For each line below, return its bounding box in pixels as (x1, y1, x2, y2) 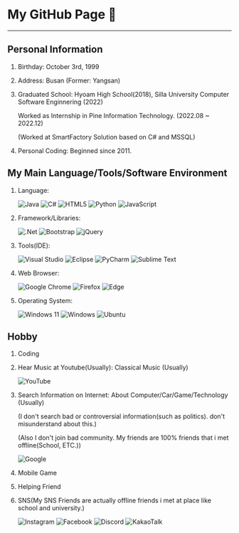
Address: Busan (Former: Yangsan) (17, 76, 121, 85)
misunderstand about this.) (17, 420, 97, 428)
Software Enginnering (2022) (17, 97, 103, 106)
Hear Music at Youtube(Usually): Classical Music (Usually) (17, 363, 188, 372)
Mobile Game (17, 469, 58, 477)
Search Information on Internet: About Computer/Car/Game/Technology (17, 391, 228, 399)
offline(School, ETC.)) (17, 441, 82, 450)
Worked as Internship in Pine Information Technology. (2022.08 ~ (17, 111, 210, 120)
